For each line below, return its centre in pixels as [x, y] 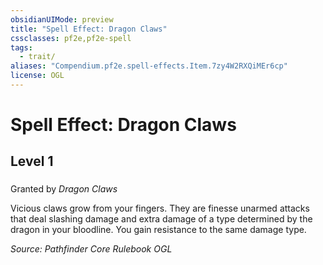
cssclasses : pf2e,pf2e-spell [71, 38]
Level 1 [32, 161]
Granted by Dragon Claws [64, 189]
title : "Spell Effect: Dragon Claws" [89, 29]
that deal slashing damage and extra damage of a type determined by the [161, 219]
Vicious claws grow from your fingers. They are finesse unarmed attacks [160, 208]
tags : [21, 47]
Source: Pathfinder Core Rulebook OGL [91, 249]
